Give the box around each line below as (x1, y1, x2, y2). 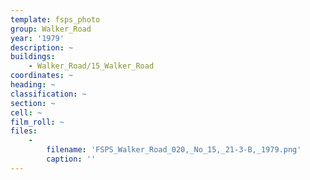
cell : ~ (10, 107, 43, 118)
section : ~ (10, 98, 56, 108)
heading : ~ (10, 80, 56, 90)
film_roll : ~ (10, 117, 65, 127)
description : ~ (10, 42, 74, 53)
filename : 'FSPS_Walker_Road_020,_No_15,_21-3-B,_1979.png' (46, 145, 302, 155)
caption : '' (46, 154, 97, 164)
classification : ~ (10, 89, 87, 99)
